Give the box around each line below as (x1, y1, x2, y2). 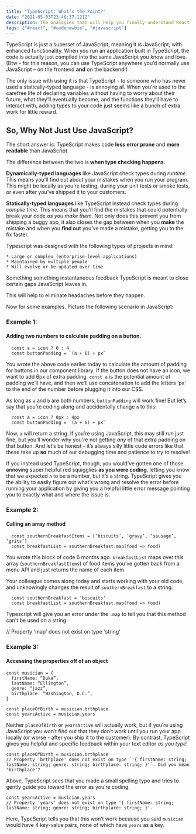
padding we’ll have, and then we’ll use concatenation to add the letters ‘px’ (6, 379, 186, 387)
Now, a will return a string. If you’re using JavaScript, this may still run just (6, 430, 184, 437)
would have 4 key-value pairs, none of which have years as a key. (6, 822, 165, 829)
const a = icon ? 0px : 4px (11, 414, 80, 421)
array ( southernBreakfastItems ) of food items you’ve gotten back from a (6, 560, 180, 567)
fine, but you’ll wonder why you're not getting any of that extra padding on (6, 436, 186, 443)
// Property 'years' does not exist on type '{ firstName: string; (6, 800, 174, 806)
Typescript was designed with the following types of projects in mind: (6, 243, 174, 250)
